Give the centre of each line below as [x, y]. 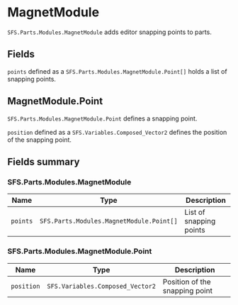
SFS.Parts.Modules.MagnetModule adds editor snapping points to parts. [110, 32]
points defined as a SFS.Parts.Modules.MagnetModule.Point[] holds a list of [118, 71]
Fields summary [44, 161]
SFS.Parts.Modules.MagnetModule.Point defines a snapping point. [102, 118]
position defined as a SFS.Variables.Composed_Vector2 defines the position [117, 132]
